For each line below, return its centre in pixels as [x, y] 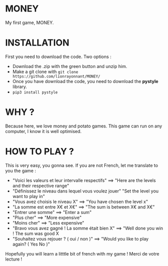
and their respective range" [41, 185]
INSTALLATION [37, 43]
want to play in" [29, 196]
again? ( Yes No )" [31, 244]
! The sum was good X [36, 233]
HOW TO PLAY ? [40, 151]
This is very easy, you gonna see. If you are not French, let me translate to [82, 165]
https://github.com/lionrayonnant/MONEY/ [56, 76]
